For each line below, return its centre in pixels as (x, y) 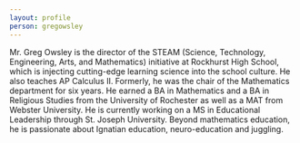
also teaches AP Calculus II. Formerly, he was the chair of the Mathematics (150, 81)
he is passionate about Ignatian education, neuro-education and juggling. (146, 129)
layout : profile (40, 18)
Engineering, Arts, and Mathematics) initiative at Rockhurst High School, (145, 62)
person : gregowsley (46, 26)
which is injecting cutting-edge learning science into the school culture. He (150, 71)
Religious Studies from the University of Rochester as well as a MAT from (146, 100)
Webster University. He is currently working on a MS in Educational (135, 110)
